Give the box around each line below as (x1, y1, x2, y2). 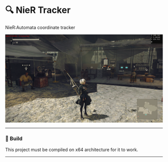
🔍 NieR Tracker (5, 4, 71, 16)
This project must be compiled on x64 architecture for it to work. (5, 146, 138, 152)
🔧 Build (5, 135, 22, 142)
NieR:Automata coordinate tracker (5, 24, 75, 30)
